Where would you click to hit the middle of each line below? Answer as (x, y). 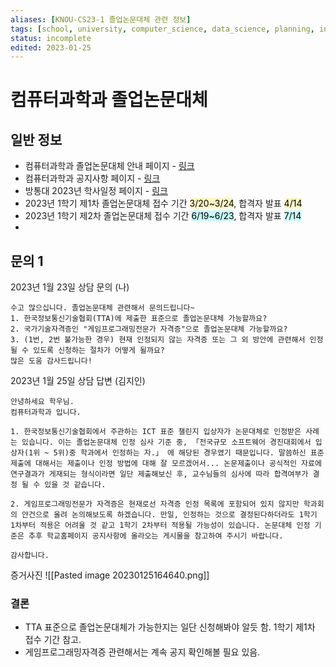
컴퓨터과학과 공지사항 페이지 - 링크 (92, 178)
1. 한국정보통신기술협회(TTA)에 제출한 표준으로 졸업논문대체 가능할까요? (139, 319)
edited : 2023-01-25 (51, 47)
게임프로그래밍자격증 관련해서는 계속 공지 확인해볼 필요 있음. (142, 652)
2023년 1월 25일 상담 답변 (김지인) (78, 381)
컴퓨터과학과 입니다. (46, 412)
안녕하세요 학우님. (42, 402)
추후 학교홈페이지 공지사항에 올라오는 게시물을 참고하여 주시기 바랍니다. (156, 536)
